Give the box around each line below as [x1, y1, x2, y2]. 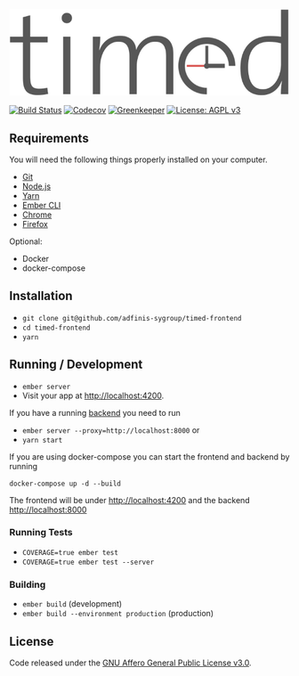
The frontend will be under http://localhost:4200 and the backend [9, 494, 251, 505]
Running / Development [9, 357, 143, 372]
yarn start [21, 436, 63, 444]
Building [9, 578, 46, 590]
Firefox [21, 218, 49, 229]
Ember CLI [21, 200, 61, 210]
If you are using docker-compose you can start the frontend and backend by [9, 451, 290, 462]
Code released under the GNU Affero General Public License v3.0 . [9, 657, 252, 668]
